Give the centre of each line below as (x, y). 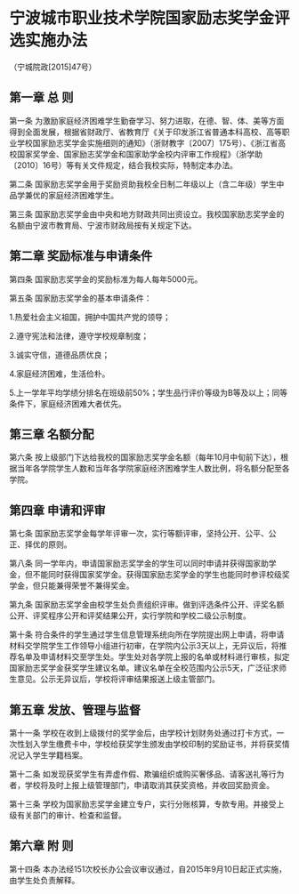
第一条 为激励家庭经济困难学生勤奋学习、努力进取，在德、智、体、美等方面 (147, 120)
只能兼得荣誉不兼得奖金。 (87, 586)
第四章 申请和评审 (57, 510)
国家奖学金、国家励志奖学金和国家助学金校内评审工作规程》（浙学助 (139, 154)
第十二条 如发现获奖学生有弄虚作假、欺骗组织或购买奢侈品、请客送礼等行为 (147, 774)
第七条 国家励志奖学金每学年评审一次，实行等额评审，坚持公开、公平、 (139, 534)
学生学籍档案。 (60, 755)
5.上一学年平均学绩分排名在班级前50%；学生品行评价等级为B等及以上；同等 (149, 392)
